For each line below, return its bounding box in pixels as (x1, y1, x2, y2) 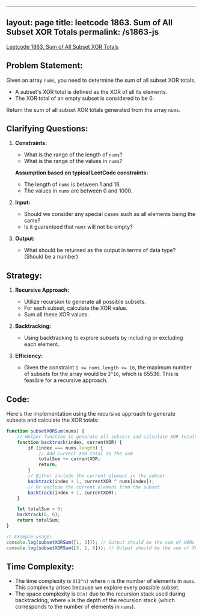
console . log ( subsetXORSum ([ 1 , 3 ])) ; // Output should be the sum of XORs (6, 539, 195, 545)
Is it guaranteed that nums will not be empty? (23, 223, 133, 230)
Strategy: (6, 270, 42, 280)
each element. (23, 340, 60, 348)
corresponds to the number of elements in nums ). (14, 603, 135, 611)
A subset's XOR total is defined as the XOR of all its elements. (14, 88, 168, 95)
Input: (14, 199, 31, 206)
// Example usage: (6, 534, 52, 540)
